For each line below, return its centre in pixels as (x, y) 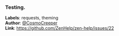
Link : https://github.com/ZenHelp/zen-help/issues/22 (60, 28)
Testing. (15, 7)
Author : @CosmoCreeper (31, 23)
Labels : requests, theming (32, 18)
